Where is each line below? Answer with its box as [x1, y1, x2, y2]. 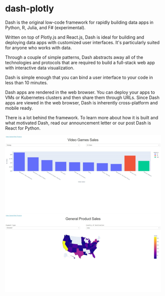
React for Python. [5, 125, 41, 131]
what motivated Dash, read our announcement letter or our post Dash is [5, 120, 152, 126]
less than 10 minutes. [5, 80, 48, 86]
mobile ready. [5, 105, 33, 111]
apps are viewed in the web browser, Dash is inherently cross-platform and [5, 99, 158, 105]
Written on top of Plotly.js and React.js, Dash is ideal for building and [5, 34, 144, 40]
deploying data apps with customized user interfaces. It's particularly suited [5, 39, 160, 45]
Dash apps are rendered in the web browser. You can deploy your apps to [5, 89, 155, 95]
